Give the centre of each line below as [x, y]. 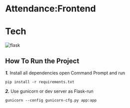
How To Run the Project [42, 61]
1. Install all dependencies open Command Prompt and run [65, 73]
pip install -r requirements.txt [40, 82]
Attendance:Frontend [51, 9]
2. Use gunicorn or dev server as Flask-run [49, 91]
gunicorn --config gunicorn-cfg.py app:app [51, 100]
